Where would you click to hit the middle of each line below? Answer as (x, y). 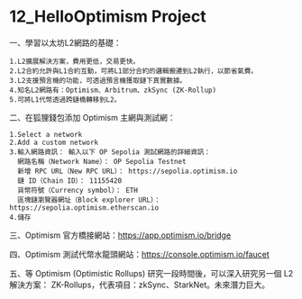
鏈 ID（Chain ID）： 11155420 (70, 181)
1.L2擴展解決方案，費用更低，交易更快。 (74, 61)
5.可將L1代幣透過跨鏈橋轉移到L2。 (65, 100)
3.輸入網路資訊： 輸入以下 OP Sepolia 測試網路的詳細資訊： (110, 152)
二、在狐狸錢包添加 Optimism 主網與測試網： (92, 117)
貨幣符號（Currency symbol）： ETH (78, 190)
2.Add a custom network (54, 142)
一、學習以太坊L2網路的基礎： (65, 42)
